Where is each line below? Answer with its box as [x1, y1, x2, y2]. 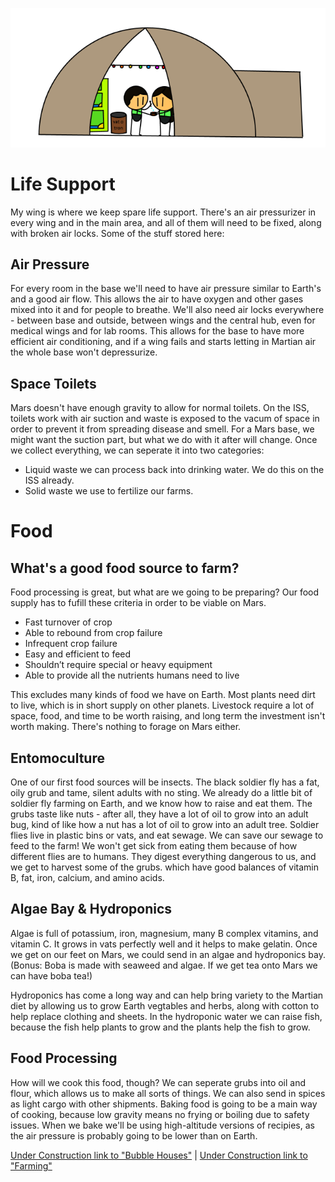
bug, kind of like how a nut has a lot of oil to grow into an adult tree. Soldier [10, 819, 320, 831]
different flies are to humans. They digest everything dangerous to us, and [10, 851, 317, 863]
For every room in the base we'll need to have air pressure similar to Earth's [10, 283, 322, 295]
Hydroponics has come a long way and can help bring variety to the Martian [10, 989, 324, 1001]
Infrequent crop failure [24, 638, 118, 650]
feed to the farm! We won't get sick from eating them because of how [10, 840, 298, 852]
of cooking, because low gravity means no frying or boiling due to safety [10, 1108, 310, 1120]
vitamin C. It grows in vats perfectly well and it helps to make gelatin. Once [10, 938, 318, 950]
